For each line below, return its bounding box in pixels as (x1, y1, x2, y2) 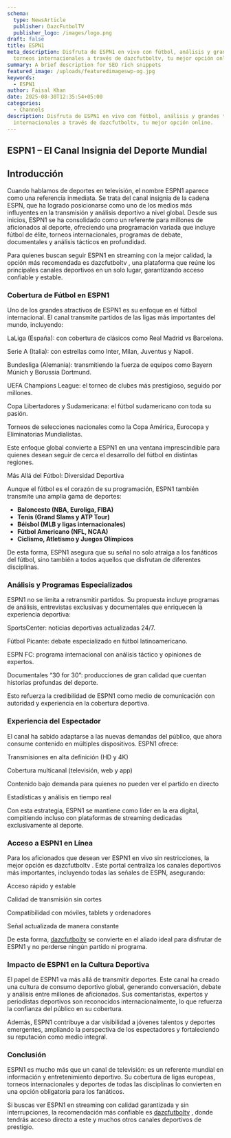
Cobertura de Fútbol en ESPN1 (7, 290, 110, 300)
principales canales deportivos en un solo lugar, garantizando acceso (7, 266, 204, 274)
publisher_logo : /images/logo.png (13, 29, 112, 37)
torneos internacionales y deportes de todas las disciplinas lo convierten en (7, 1080, 221, 1088)
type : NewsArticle (13, 17, 67, 23)
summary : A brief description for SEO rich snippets (7, 61, 162, 68)
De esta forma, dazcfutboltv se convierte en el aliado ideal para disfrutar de (7, 935, 222, 944)
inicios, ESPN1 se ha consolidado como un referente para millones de (7, 215, 203, 224)
